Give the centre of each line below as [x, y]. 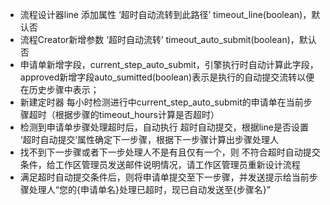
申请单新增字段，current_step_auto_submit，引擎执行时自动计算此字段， [169, 64]
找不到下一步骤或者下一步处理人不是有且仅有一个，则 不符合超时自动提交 [170, 152]
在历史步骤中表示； [59, 89]
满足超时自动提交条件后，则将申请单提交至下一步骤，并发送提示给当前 [164, 177]
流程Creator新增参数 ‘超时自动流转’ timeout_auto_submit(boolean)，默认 [168, 39]
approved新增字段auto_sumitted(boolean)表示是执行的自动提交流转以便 [167, 77]
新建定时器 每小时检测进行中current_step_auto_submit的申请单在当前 [161, 102]
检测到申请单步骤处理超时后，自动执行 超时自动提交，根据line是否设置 [164, 127]
